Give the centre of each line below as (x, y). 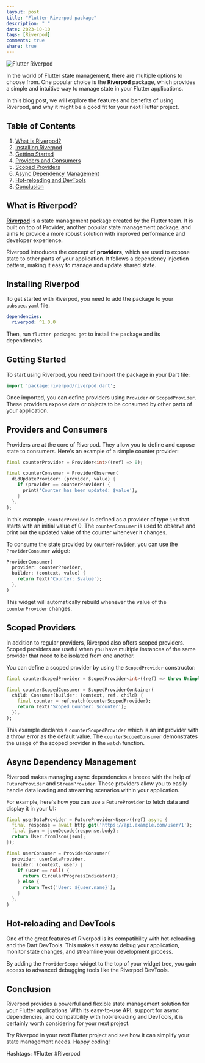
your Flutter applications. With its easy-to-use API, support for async (93, 1010)
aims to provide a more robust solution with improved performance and (96, 233)
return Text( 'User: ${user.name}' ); (69, 888)
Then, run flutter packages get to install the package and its (83, 334)
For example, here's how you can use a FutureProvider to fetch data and (98, 802)
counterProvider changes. (39, 608)
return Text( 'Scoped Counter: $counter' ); (72, 707)
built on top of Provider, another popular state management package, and (99, 227)
